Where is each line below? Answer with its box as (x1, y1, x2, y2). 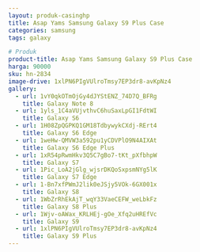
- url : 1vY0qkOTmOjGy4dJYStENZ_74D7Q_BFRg (15, 92, 157, 100)
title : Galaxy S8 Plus (22, 203, 97, 211)
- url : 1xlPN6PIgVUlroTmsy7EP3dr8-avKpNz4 (15, 225, 157, 233)
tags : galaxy (8, 33, 51, 42)
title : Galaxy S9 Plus (22, 232, 97, 240)
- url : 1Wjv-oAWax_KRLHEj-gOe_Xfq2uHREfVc (15, 210, 157, 218)
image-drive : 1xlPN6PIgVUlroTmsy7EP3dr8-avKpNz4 (8, 77, 172, 86)
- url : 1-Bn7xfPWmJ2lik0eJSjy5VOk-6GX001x (15, 181, 157, 189)
